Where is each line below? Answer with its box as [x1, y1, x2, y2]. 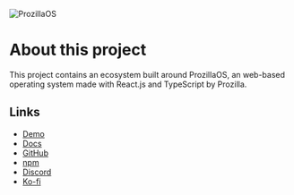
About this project [9, 40, 147, 60]
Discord [22, 166, 52, 177]
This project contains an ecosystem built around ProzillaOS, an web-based [9, 69, 285, 80]
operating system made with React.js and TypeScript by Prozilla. [9, 79, 247, 89]
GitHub [22, 148, 49, 158]
